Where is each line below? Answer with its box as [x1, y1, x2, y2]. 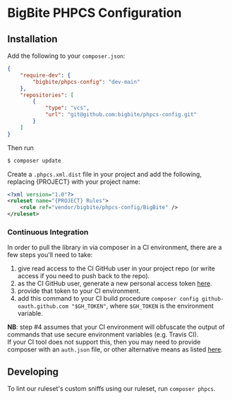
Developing [7, 365, 59, 377]
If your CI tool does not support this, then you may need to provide [7, 338, 201, 346]
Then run [7, 143, 34, 152]
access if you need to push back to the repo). [17, 272, 150, 280]
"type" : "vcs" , [44, 104, 90, 112]
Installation [7, 33, 58, 45]
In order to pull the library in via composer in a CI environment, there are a [7, 243, 222, 251]
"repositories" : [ [20, 92, 74, 99]
